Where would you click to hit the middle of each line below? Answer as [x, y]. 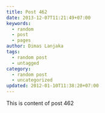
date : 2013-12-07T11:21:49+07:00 [49, 18]
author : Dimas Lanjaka [35, 46]
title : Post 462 [27, 12]
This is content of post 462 [40, 103]
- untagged [25, 63]
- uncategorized [32, 80]
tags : [13, 52]
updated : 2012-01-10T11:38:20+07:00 [52, 86]
